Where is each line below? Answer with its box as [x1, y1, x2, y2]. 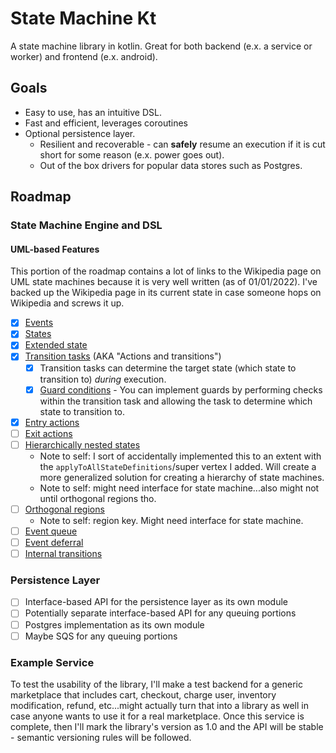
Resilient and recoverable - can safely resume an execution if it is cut [39, 138, 326, 150]
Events [24, 317, 54, 329]
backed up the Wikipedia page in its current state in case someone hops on [10, 287, 322, 299]
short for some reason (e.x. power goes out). [39, 148, 225, 161]
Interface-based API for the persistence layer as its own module [24, 596, 288, 608]
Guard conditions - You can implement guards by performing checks [39, 383, 323, 396]
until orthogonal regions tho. [39, 492, 157, 504]
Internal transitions [24, 548, 103, 560]
